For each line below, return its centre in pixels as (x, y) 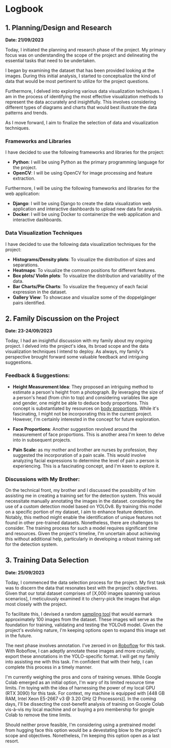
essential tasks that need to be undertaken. (51, 61)
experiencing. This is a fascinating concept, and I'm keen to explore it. (86, 466)
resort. (12, 741)
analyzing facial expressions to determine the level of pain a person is (86, 460)
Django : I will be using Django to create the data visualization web (82, 204)
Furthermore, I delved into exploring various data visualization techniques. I (84, 91)
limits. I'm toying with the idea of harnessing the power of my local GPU (80, 687)
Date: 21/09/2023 (24, 40)
